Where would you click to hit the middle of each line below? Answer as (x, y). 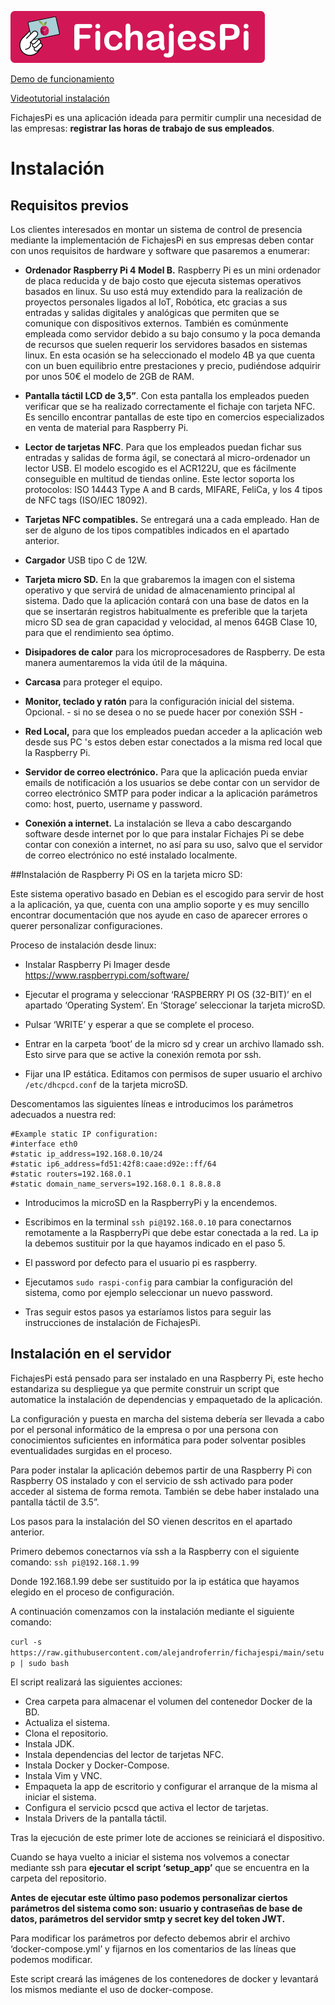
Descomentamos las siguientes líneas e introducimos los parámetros (152, 1104)
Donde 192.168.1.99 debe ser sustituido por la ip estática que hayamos (155, 1581)
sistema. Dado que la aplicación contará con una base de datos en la (167, 600)
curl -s (26, 1642)
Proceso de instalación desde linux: (83, 945)
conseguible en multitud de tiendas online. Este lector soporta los (159, 479)
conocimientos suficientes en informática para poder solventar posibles (158, 1440)
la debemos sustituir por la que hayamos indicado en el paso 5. (155, 1243)
